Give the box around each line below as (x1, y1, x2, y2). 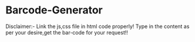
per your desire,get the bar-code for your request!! (5, 29, 129, 36)
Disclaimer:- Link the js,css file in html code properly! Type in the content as (5, 23, 190, 30)
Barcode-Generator (5, 3, 103, 17)
